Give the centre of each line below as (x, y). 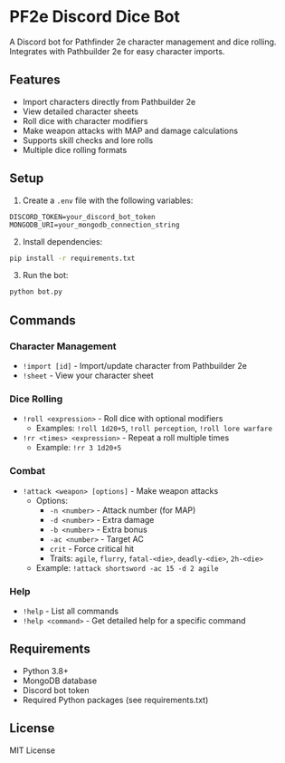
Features (35, 80)
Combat (28, 471)
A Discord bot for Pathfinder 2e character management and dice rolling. (143, 42)
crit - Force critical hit (91, 548)
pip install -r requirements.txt (72, 258)
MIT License (33, 750)
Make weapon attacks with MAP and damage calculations (130, 130)
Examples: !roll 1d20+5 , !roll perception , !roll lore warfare (154, 429)
